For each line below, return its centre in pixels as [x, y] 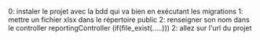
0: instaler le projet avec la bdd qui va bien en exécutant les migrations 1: [126, 11]
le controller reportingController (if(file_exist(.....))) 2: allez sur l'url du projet [130, 28]
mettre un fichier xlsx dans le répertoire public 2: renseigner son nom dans [129, 20]
